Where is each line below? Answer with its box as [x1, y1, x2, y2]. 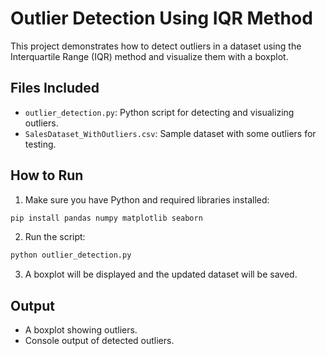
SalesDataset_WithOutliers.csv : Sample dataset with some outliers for [24, 127, 317, 139]
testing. [24, 138, 57, 150]
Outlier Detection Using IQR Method [10, 7, 313, 30]
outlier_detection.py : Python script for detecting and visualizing [24, 106, 295, 118]
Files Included [10, 80, 100, 97]
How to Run [10, 167, 84, 184]
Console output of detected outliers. [24, 335, 175, 347]
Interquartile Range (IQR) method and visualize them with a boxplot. [10, 50, 289, 62]
